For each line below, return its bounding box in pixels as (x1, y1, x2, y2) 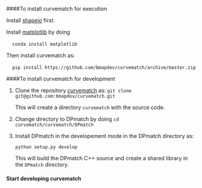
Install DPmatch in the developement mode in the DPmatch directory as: (14, 133, 194, 139)
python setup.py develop (14, 144, 78, 150)
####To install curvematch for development (6, 75, 116, 82)
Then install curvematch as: (6, 52, 75, 59)
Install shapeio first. (6, 17, 55, 23)
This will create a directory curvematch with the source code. (14, 104, 165, 111)
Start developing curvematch (6, 175, 81, 182)
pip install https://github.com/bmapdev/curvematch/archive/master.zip (11, 64, 196, 70)
